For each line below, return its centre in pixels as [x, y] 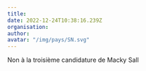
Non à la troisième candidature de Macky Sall [73, 60]
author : [19, 33]
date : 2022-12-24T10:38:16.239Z [55, 20]
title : [17, 14]
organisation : [28, 27]
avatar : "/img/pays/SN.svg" [49, 40]
